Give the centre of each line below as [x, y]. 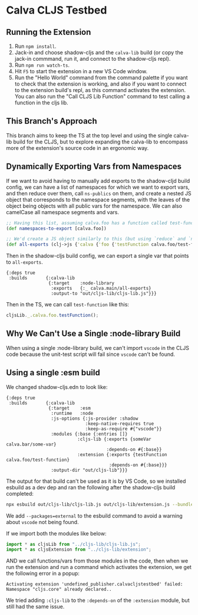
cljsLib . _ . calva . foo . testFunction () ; [52, 315]
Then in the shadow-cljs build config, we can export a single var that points [98, 256]
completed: [20, 493]
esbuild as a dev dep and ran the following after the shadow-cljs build [91, 487]
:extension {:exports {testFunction [122, 454]
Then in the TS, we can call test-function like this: [68, 305]
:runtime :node [72, 413]
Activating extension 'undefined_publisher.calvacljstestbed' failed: [95, 584]
